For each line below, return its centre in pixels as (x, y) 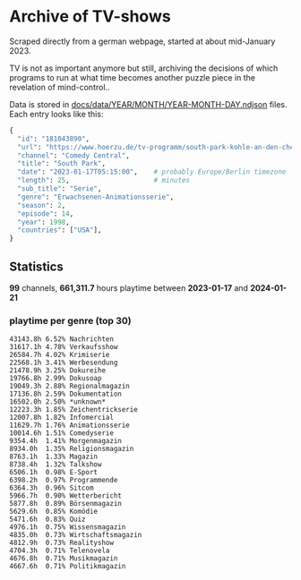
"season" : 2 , (42, 205)
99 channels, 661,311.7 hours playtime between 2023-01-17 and (129, 288)
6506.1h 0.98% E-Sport (54, 473)
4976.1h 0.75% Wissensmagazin (68, 527)
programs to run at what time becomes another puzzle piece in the (132, 77)
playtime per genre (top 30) (70, 320)
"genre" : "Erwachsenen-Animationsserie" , (96, 197)
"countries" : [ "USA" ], (60, 230)
